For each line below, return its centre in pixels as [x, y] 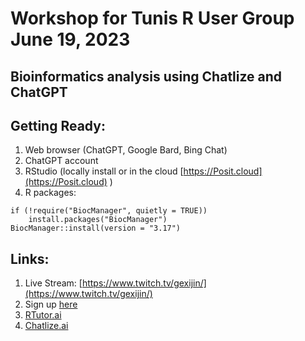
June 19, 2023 [70, 39]
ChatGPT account [61, 161]
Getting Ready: [58, 125]
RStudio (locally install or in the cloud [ [104, 171]
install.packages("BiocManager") [98, 220]
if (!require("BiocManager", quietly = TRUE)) [109, 211]
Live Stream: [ [53, 283]
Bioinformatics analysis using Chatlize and [146, 76]
